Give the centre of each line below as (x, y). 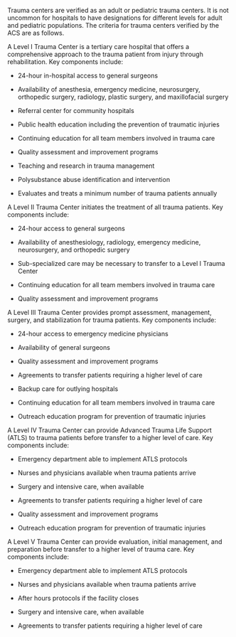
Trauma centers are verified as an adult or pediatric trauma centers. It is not (118, 10)
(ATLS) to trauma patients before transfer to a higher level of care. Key (110, 438)
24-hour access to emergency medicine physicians (93, 334)
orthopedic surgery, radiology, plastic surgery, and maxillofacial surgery (123, 97)
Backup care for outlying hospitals (68, 389)
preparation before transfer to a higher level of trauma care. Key (101, 549)
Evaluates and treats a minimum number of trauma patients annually (117, 193)
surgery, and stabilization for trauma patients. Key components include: (112, 320)
